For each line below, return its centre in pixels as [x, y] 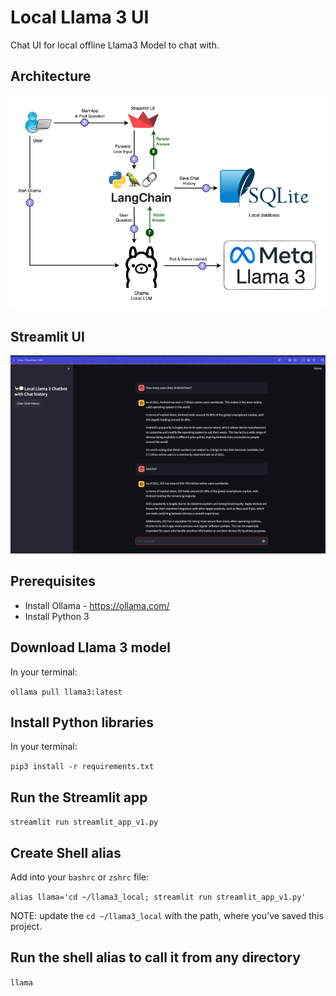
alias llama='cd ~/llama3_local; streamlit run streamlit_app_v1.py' [158, 897]
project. [26, 926]
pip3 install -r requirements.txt [82, 767]
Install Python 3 [57, 616]
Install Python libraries [82, 722]
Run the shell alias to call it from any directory [155, 957]
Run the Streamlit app [79, 797]
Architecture [51, 76]
